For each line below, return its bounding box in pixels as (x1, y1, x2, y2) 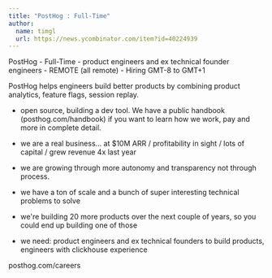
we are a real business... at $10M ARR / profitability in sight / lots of (19, 139, 245, 149)
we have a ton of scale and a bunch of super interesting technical (19, 188, 240, 198)
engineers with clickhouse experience (19, 245, 148, 254)
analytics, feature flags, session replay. (8, 90, 140, 100)
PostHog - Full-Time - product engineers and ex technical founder (8, 57, 230, 67)
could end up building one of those (19, 220, 138, 230)
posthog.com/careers (8, 261, 81, 271)
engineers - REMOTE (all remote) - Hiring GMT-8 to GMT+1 (8, 66, 205, 76)
